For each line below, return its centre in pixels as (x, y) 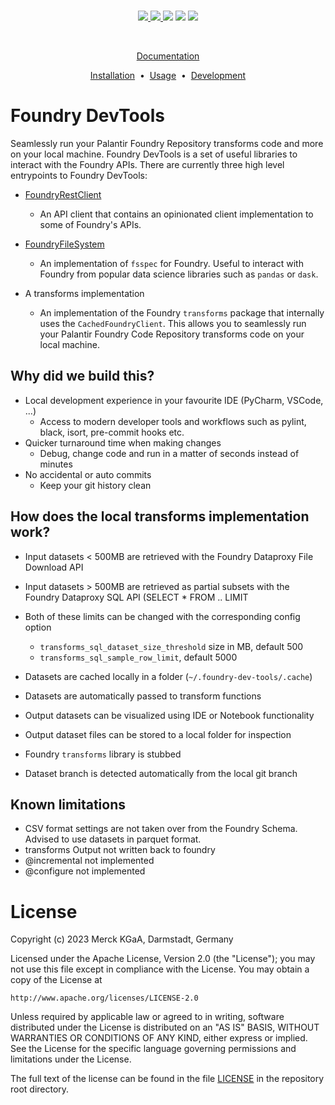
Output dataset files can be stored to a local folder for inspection (158, 734)
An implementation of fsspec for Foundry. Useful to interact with (171, 263)
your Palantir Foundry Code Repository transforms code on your (172, 334)
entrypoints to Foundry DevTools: (79, 175)
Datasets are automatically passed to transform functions (143, 696)
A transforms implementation (84, 293)
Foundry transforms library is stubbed (103, 754)
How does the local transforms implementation (160, 516)
